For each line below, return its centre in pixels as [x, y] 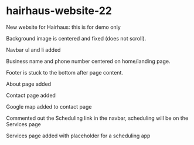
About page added [29, 84]
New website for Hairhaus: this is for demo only [64, 27]
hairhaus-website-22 [59, 11]
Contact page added [31, 95]
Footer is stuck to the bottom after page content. [65, 72]
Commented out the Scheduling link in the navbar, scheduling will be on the [97, 118]
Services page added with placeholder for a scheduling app [78, 136]
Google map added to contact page [49, 106]
